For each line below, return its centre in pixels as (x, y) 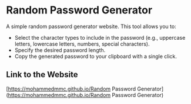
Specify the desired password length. (60, 50)
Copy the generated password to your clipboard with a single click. (96, 56)
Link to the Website (42, 74)
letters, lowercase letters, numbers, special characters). (82, 44)
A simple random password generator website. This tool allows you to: (91, 26)
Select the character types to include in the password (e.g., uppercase (100, 37)
